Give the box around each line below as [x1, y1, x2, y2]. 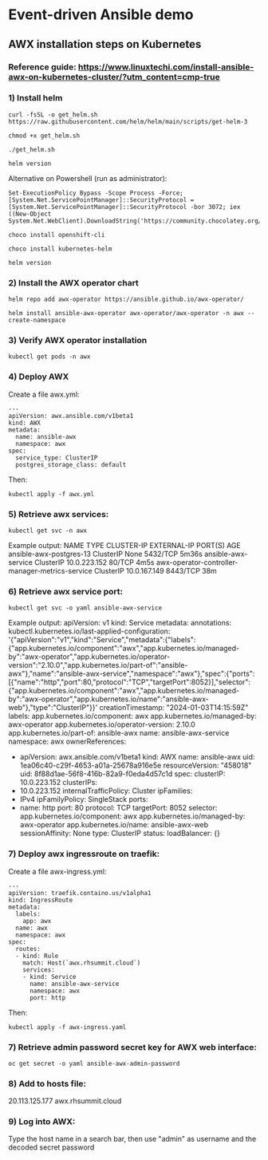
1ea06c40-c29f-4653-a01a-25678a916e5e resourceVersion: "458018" [19, 760, 252, 771]
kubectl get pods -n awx [8, 353, 91, 361]
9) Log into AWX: [8, 1116, 76, 1127]
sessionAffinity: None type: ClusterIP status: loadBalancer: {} [19, 828, 221, 838]
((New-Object [8, 210, 52, 218]
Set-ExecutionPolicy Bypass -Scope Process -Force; [8, 189, 183, 197]
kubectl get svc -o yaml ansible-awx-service [8, 604, 162, 612]
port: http [29, 993, 66, 1002]
